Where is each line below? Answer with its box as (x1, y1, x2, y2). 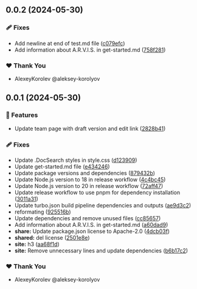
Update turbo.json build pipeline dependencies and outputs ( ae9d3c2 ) (14, 201, 192, 209)
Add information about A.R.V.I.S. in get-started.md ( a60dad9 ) (14, 221, 168, 228)
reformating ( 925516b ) (14, 208, 71, 215)
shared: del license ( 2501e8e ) (14, 234, 90, 241)
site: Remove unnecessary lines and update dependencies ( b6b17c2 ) (14, 246, 188, 254)
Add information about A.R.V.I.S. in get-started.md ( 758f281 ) (14, 46, 166, 54)
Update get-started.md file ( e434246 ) (14, 162, 110, 170)
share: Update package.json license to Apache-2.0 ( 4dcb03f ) (14, 228, 170, 235)
